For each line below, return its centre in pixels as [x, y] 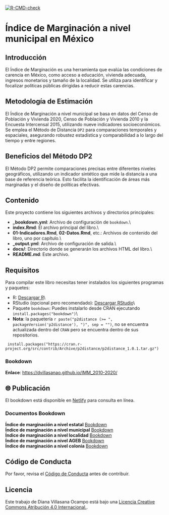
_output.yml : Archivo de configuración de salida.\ [64, 244]
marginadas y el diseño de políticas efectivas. [53, 185]
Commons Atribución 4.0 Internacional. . [47, 507]
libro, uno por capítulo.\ [37, 238]
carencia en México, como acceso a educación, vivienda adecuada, [76, 75]
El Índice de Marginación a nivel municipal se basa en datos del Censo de [81, 113]
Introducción [26, 57]
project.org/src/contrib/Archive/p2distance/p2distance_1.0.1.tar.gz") [82, 349]
